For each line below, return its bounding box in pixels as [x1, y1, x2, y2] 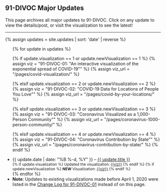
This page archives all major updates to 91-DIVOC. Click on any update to [5, 17, 155, 23]
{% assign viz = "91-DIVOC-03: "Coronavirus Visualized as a [12, 111, 136, 117]
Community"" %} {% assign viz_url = [28, 116, 103, 122]
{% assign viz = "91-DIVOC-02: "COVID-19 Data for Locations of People [12, 86, 159, 92]
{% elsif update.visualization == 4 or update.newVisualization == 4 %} [12, 131, 156, 137]
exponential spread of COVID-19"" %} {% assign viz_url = [12, 66, 130, 72]
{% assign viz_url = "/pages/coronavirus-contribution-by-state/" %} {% [12, 141, 159, 147]
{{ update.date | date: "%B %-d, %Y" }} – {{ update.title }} [12, 156, 130, 162]
